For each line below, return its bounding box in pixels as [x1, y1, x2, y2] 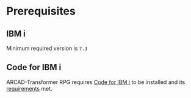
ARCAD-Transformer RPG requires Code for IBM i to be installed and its [6, 78, 186, 86]
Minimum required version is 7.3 [6, 44, 88, 52]
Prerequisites [6, 4, 76, 18]
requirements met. [6, 85, 53, 92]
